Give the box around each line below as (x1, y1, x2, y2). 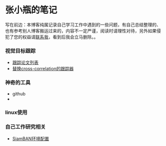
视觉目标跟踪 (5, 47, 36, 54)
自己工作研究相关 (5, 123, 46, 130)
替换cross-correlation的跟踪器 (12, 66, 74, 72)
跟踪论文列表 (12, 59, 39, 65)
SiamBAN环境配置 (12, 136, 49, 142)
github (12, 90, 26, 96)
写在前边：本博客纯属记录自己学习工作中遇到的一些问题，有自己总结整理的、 (5, 22, 161, 28)
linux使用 (5, 109, 28, 116)
